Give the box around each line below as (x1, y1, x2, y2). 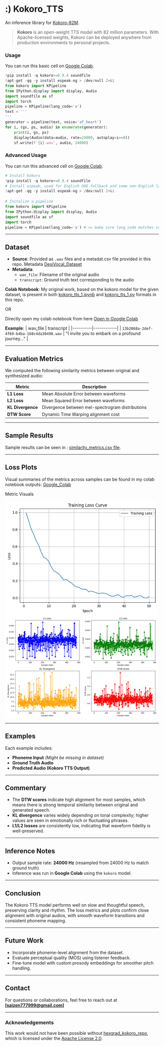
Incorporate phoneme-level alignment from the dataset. (12, 949, 124, 955)
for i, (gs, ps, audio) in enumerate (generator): (5, 125, 108, 129)
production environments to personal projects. (17, 39, 111, 45)
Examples (5, 732, 36, 740)
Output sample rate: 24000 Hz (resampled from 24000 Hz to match (12, 860, 149, 866)
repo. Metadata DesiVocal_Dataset (12, 261, 82, 267)
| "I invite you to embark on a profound (63, 331, 141, 336)
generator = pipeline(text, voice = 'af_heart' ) (5, 120, 102, 125)
